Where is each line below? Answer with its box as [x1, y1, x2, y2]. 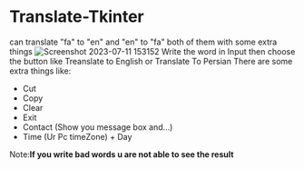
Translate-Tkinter [9, 6, 144, 27]
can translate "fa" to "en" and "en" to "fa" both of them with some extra [9, 36, 278, 47]
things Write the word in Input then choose [9, 45, 296, 56]
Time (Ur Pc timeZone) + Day [22, 131, 132, 142]
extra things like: [9, 65, 72, 76]
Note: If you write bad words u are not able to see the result [9, 148, 234, 160]
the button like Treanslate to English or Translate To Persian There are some [9, 55, 293, 66]
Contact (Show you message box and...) [22, 121, 173, 133]
